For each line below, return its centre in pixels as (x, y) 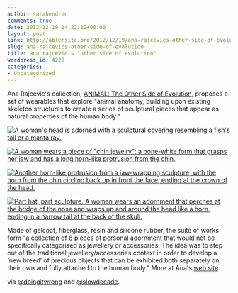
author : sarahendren (38, 14)
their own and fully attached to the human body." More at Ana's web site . (114, 267)
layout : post (27, 34)
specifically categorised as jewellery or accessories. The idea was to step (115, 245)
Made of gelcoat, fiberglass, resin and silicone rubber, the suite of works (113, 230)
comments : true (30, 21)
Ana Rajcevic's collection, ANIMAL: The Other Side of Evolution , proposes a (118, 94)
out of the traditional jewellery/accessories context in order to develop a (112, 253)
